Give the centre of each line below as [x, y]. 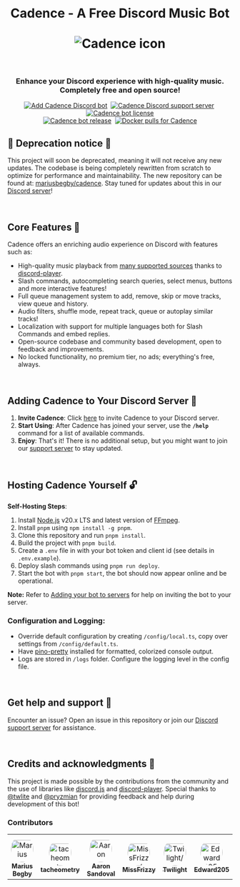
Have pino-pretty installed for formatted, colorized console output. [116, 651]
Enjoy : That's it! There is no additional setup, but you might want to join [122, 441]
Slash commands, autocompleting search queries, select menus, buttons [125, 281]
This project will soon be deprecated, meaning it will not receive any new [115, 161]
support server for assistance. [52, 727]
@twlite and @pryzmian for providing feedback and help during [101, 796]
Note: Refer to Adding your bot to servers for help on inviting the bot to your [119, 594]
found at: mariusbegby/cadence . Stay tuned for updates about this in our [115, 184]
